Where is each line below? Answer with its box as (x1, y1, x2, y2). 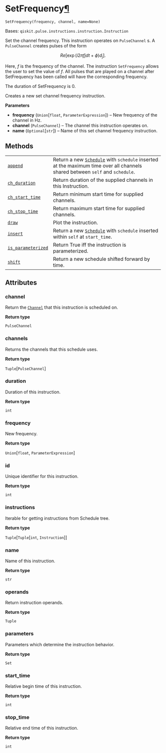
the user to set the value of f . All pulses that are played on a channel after (5, 68, 155, 74)
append (7, 163, 23, 168)
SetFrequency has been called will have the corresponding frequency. (5, 74, 148, 80)
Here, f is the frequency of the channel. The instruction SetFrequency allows (5, 63, 159, 69)
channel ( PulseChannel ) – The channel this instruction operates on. (12, 122, 149, 128)
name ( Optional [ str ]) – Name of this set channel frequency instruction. (12, 127, 158, 133)
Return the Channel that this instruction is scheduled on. (5, 304, 119, 310)
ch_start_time (7, 194, 41, 200)
